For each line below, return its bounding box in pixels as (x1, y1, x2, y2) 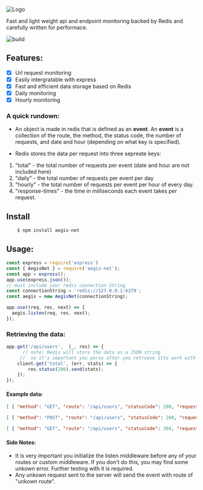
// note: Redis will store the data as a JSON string (22, 349, 161, 355)
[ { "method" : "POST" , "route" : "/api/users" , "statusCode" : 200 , (6, 414, 177, 421)
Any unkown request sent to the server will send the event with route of (14, 471, 193, 479)
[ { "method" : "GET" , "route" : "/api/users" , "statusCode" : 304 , (6, 426, 175, 432)
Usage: (6, 243, 34, 254)
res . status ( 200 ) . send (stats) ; (28, 366, 104, 372)
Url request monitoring (14, 69, 71, 76)
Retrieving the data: (6, 330, 66, 338)
